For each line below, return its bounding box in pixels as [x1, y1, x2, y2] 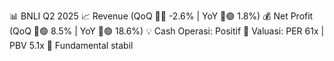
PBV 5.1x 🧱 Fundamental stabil [9, 40, 134, 51]
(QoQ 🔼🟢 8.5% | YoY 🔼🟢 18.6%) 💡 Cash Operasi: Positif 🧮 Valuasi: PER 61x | [9, 25, 325, 37]
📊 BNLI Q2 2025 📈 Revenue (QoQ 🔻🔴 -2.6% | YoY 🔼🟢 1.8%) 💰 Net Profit [9, 10, 314, 22]
